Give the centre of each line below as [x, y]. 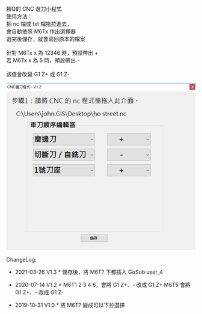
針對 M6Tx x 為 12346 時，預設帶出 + [52, 53]
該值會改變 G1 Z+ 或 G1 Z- [38, 74]
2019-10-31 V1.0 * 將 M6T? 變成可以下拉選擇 [70, 305]
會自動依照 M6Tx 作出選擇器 [41, 31]
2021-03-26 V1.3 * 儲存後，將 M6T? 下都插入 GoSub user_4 [89, 272]
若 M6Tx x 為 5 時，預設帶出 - [43, 60]
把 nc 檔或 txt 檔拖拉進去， [39, 24]
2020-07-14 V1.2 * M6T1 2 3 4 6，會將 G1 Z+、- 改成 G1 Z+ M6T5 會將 [103, 285]
